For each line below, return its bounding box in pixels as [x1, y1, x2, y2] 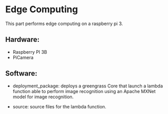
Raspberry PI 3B [12, 49, 47, 55]
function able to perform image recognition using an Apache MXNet [12, 88, 156, 94]
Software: [5, 69, 37, 78]
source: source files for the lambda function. [12, 103, 106, 109]
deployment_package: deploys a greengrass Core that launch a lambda [12, 83, 163, 89]
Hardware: [5, 35, 40, 44]
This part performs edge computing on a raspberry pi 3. [5, 20, 124, 27]
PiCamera [12, 54, 34, 60]
